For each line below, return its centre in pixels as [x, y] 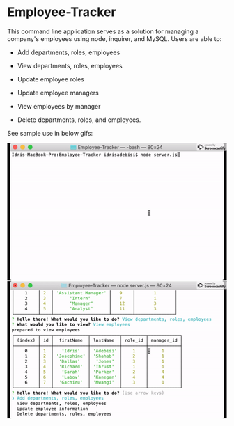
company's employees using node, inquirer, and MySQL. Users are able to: [115, 38]
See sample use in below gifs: [50, 133]
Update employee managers [58, 93]
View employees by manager [59, 106]
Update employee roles [51, 79]
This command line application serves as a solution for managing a [103, 31]
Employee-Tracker [62, 12]
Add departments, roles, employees [69, 52]
